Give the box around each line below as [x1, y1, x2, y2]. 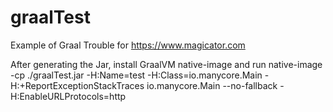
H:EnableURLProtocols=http [10, 90, 127, 102]
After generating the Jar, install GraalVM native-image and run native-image [10, 58, 323, 70]
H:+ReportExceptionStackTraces [10, 79, 145, 91]
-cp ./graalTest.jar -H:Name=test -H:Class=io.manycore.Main [10, 69, 263, 81]
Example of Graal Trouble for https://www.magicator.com [10, 39, 246, 51]
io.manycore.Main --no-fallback [146, 79, 278, 91]
